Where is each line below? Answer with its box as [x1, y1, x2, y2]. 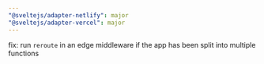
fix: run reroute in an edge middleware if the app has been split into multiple [8, 40, 256, 49]
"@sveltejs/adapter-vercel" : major [8, 19, 126, 27]
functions [8, 48, 40, 58]
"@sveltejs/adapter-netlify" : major [8, 11, 129, 20]
